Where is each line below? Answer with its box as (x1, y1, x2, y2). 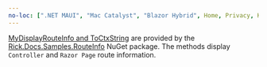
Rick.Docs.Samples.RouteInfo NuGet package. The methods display (8, 41, 230, 51)
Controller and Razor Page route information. (8, 50, 157, 59)
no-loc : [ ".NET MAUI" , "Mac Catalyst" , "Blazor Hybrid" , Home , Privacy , (8, 11, 254, 20)
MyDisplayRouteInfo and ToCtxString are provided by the (8, 33, 195, 43)
